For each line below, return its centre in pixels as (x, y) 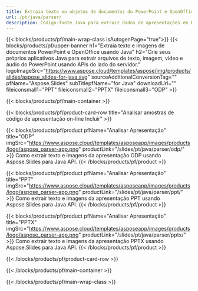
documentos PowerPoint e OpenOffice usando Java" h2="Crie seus (88, 52)
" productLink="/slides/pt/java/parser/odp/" (132, 149)
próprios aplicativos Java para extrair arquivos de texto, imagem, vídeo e (95, 58)
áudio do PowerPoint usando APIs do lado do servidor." (73, 64)
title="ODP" (20, 137)
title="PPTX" (22, 222)
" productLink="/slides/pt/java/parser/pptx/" (132, 235)
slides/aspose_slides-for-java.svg (47, 77)
